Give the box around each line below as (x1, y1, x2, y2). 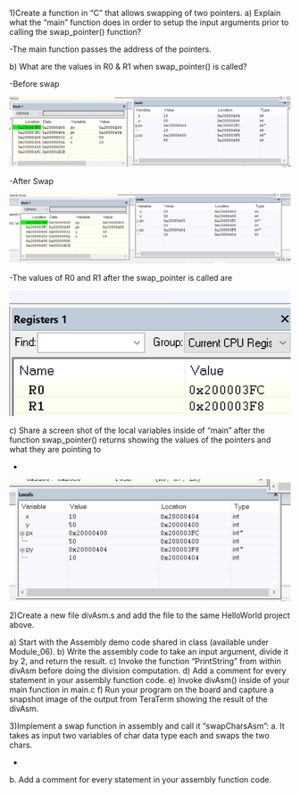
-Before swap (9, 79, 60, 89)
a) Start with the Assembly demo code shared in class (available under (9, 637, 270, 647)
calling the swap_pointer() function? (9, 27, 142, 37)
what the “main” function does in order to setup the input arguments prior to (9, 17, 289, 28)
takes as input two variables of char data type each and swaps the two (9, 730, 270, 740)
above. (9, 619, 35, 629)
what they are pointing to (9, 443, 101, 454)
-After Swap (9, 175, 54, 186)
